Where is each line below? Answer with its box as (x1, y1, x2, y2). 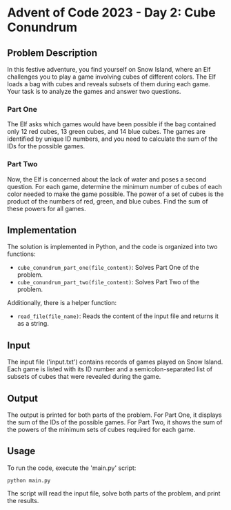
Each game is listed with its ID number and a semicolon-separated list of (7, 365, 212, 373)
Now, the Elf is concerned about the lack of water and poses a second (7, 175, 207, 184)
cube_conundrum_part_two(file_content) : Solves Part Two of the (17, 278, 200, 286)
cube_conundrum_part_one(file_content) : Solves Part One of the (17, 264, 199, 272)
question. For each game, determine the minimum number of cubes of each (7, 182, 222, 190)
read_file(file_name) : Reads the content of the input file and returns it (17, 312, 219, 320)
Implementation (7, 224, 77, 236)
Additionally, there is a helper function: (7, 299, 117, 307)
